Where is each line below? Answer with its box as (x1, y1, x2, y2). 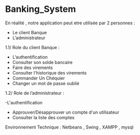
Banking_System (5, 3, 76, 15)
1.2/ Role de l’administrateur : (5, 90, 65, 96)
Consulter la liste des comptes (12, 114, 74, 120)
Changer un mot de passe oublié (12, 80, 79, 86)
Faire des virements (12, 65, 53, 70)
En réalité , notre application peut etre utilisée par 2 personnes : (5, 20, 136, 26)
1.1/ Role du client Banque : (5, 44, 60, 50)
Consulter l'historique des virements (12, 69, 87, 75)
